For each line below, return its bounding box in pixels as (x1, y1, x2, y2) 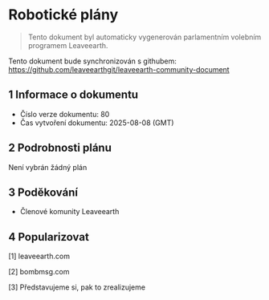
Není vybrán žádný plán (8, 162, 88, 172)
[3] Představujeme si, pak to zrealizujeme (8, 282, 146, 292)
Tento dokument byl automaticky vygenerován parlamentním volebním (27, 32, 262, 42)
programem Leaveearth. (27, 40, 108, 50)
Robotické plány (8, 6, 119, 24)
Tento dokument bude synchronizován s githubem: (8, 56, 177, 66)
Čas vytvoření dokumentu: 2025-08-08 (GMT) (19, 118, 174, 128)
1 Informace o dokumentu (8, 88, 139, 102)
